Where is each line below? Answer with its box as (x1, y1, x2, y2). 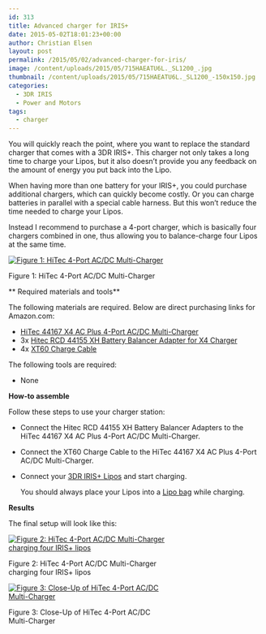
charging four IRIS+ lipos (8, 567, 92, 577)
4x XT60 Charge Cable (19, 344, 97, 354)
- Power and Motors (15, 98, 82, 107)
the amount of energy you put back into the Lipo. (8, 165, 172, 175)
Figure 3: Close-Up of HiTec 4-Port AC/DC (8, 607, 152, 617)
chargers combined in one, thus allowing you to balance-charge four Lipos (8, 231, 258, 241)
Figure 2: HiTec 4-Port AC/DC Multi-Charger (8, 559, 157, 568)
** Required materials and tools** (8, 287, 120, 296)
